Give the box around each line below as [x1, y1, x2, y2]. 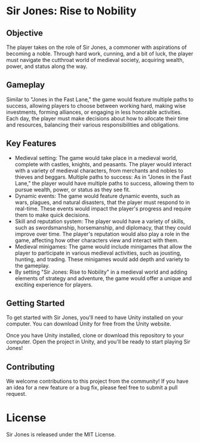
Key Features [6, 138, 57, 148]
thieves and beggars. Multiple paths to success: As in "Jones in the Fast [14, 173, 192, 180]
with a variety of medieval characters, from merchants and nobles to [14, 167, 183, 174]
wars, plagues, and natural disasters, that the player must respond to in [14, 199, 190, 206]
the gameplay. [14, 262, 50, 269]
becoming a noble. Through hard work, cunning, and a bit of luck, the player [6, 50, 193, 57]
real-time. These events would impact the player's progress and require [14, 205, 192, 212]
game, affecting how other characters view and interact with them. [14, 237, 179, 244]
